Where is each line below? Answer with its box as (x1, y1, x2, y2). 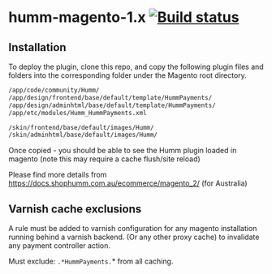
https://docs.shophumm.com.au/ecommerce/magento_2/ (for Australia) (8, 178, 248, 188)
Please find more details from (8, 170, 107, 180)
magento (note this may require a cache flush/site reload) (8, 154, 201, 164)
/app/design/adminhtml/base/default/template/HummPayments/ (8, 101, 217, 109)
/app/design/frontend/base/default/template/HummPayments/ (8, 93, 213, 101)
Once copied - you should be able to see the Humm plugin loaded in (8, 146, 237, 156)
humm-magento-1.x (8, 8, 146, 27)
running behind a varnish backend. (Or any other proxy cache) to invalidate (8, 232, 260, 242)
